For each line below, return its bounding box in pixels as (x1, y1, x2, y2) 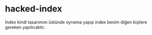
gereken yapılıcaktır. (5, 24, 46, 30)
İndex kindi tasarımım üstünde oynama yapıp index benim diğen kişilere (5, 19, 148, 25)
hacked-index (5, 3, 62, 14)
